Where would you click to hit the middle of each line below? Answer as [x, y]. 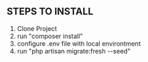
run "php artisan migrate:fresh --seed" [74, 51]
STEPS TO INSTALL [50, 12]
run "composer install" [50, 36]
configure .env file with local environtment [79, 43]
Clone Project [37, 28]
